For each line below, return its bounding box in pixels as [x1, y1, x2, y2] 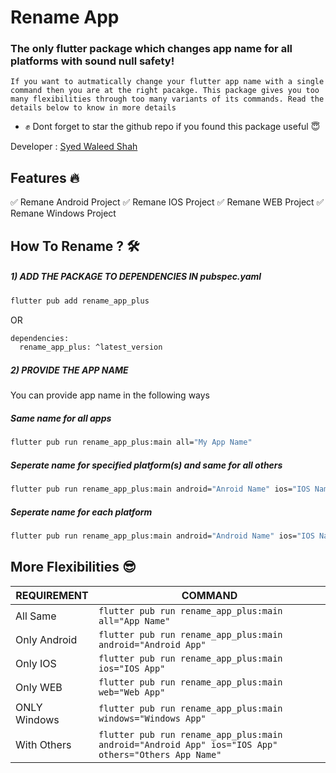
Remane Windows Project [10, 207, 117, 220]
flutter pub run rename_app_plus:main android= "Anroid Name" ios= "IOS [10, 484, 311, 495]
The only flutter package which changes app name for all [10, 42, 293, 56]
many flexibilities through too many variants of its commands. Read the [10, 94, 325, 105]
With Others [15, 737, 72, 751]
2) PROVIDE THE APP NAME [10, 364, 129, 376]
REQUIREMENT [15, 588, 89, 602]
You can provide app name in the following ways [10, 389, 211, 401]
